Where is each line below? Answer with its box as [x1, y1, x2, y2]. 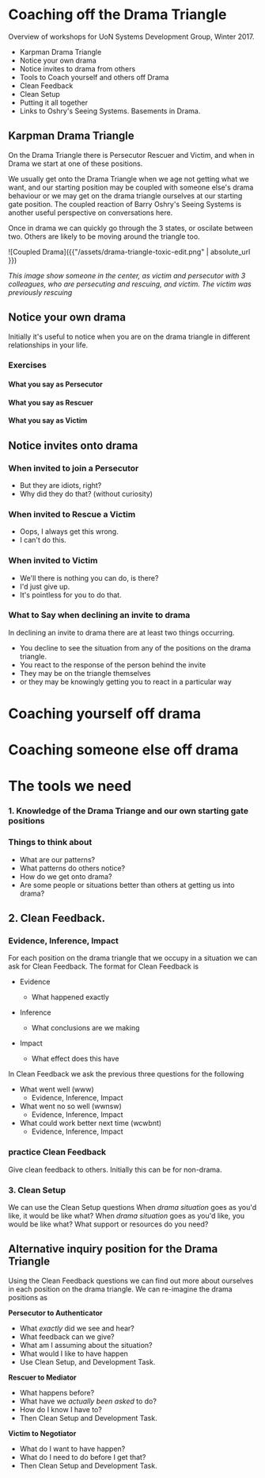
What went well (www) [19, 1085, 95, 1094]
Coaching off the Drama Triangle [8, 6, 227, 24]
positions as [8, 1292, 47, 1302]
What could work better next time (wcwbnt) [19, 1119, 162, 1128]
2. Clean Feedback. [8, 912, 105, 925]
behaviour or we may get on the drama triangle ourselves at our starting [8, 190, 243, 200]
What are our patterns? [19, 854, 96, 864]
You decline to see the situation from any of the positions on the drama [19, 643, 252, 652]
